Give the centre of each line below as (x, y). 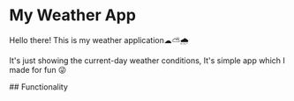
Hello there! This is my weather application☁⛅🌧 (99, 40)
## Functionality (39, 87)
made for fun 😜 (38, 69)
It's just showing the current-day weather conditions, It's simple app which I (147, 60)
